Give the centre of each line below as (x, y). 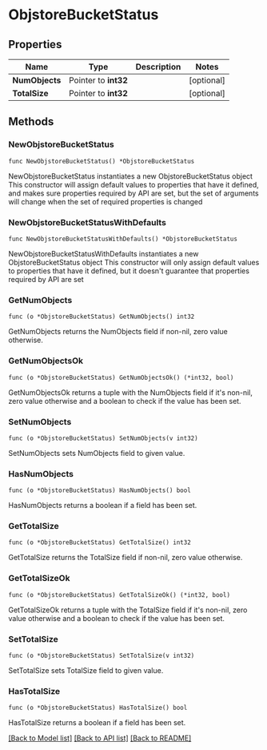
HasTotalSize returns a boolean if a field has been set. (97, 723)
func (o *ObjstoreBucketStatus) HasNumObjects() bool (100, 490)
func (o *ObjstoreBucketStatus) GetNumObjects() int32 (102, 317)
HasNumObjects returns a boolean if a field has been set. (103, 506)
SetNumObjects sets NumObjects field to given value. (97, 453)
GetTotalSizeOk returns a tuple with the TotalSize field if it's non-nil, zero (128, 610)
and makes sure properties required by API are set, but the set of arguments (133, 193)
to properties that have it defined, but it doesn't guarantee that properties (129, 271)
